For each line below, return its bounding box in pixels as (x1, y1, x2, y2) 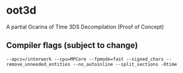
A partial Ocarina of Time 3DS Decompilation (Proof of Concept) (6, 23, 164, 30)
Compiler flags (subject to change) (6, 40, 138, 50)
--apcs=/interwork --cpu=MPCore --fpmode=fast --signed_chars (6, 56, 164, 62)
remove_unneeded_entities (6, 61, 70, 67)
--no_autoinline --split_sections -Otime (72, 61, 178, 67)
